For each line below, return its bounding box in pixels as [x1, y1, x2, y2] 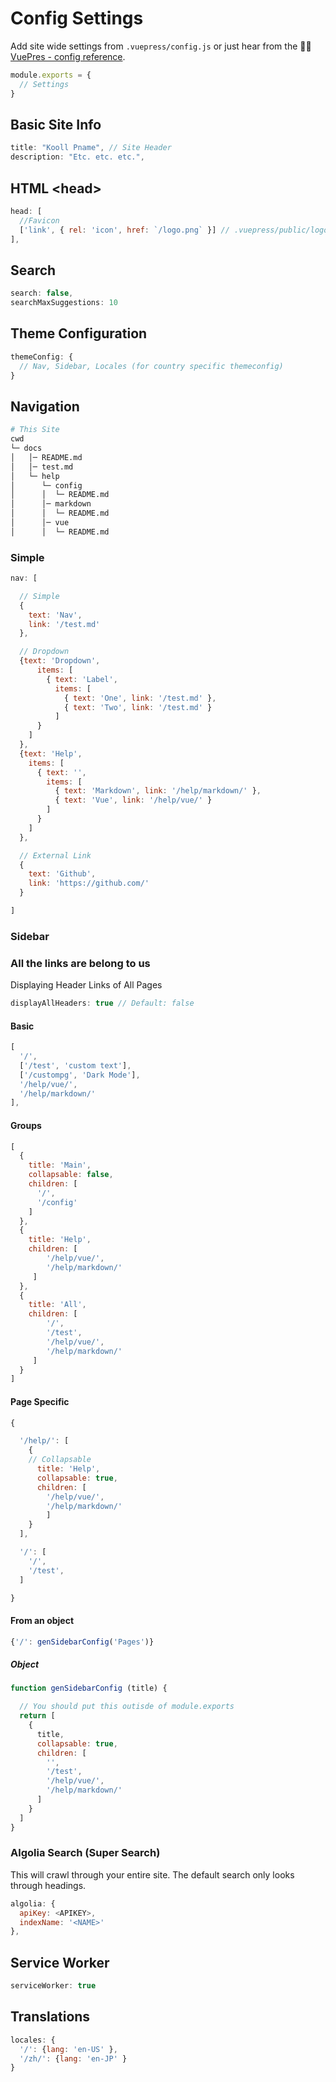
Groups [10, 1119, 42, 1131]
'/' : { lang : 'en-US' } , [19, 2044, 118, 2054]
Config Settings [10, 7, 144, 30]
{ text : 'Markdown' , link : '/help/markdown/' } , [54, 786, 262, 796]
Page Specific [10, 1395, 70, 1407]
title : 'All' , [28, 1300, 87, 1310]
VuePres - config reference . [10, 50, 126, 62]
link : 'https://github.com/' [28, 878, 150, 889]
